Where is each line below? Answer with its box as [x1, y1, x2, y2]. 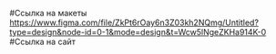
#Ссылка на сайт [9, 36, 76, 47]
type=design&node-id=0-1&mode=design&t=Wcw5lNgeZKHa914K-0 [9, 27, 267, 37]
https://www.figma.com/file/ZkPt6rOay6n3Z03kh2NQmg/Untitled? [9, 17, 260, 28]
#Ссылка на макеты [9, 8, 87, 18]
